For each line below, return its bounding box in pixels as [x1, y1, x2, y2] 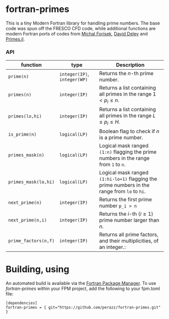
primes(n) [8, 92, 32, 97]
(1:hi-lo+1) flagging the [99, 175, 157, 182]
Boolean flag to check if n [99, 128, 159, 135]
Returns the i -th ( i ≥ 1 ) [99, 210, 153, 217]
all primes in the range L [99, 112, 156, 119]
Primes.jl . [6, 36, 25, 42]
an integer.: [99, 243, 126, 250]
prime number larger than [99, 216, 159, 223]
